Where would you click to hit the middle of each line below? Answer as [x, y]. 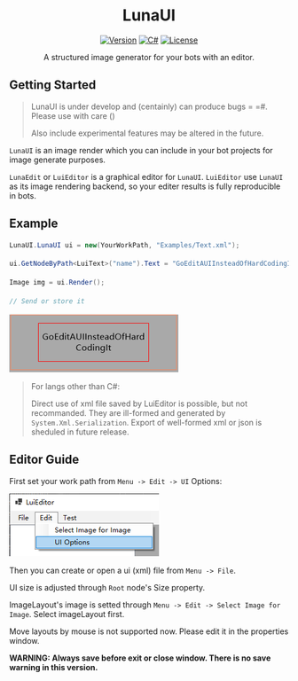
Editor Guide [44, 460]
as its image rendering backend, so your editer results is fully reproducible [145, 186]
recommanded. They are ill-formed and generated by [128, 412]
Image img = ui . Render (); [57, 283]
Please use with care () [73, 115]
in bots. [23, 195]
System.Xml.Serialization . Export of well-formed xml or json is [146, 422]
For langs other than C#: [75, 386]
